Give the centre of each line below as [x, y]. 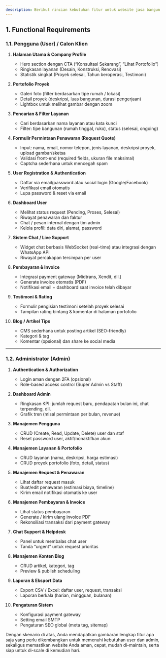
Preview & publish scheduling [50, 571]
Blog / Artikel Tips [32, 321]
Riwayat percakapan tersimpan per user [61, 258]
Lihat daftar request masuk [48, 482]
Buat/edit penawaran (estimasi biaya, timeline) [67, 487]
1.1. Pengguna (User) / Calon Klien [47, 43]
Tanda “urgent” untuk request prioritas [59, 546]
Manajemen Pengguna [36, 423]
